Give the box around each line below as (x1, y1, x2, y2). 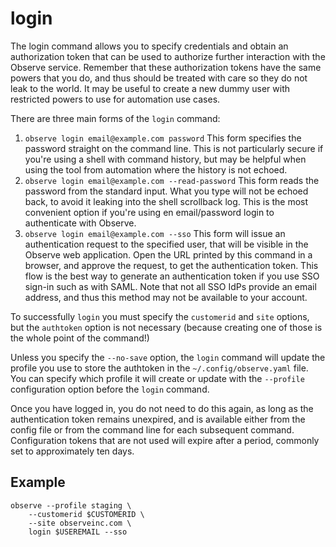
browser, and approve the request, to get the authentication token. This (24, 259, 319, 271)
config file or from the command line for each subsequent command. (10, 423, 295, 436)
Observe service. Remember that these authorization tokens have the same (10, 61, 322, 73)
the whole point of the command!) (10, 332, 150, 344)
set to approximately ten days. (10, 445, 135, 457)
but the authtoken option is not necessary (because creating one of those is (10, 321, 323, 333)
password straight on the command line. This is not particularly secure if (24, 142, 324, 154)
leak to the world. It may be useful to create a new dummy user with (10, 82, 291, 94)
